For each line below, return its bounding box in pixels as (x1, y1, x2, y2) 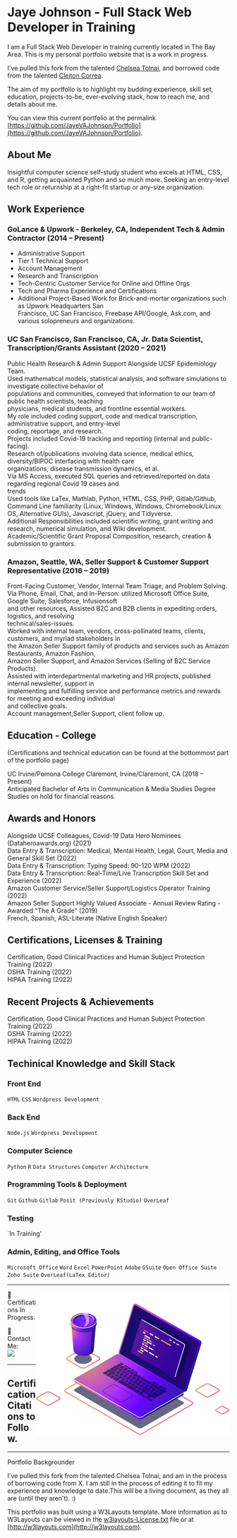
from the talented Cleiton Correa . (7, 71, 104, 80)
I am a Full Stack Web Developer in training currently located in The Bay (7, 42, 216, 51)
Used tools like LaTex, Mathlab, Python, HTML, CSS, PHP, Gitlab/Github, (7, 494, 217, 503)
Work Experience (7, 203, 85, 215)
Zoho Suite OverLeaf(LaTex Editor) (7, 1272, 111, 1279)
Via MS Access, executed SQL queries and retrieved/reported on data (7, 471, 210, 480)
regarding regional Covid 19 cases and (7, 479, 119, 488)
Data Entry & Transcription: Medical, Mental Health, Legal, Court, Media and (7, 846, 228, 855)
